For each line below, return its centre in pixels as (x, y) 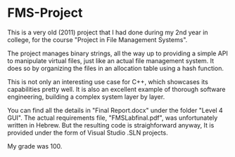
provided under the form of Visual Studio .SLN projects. (88, 132)
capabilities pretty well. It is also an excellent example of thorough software (116, 89)
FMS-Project (45, 13)
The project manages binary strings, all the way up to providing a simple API (118, 53)
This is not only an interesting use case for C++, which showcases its (108, 81)
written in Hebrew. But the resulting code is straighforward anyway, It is (111, 125)
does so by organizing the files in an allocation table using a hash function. (115, 68)
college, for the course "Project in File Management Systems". (97, 39)
